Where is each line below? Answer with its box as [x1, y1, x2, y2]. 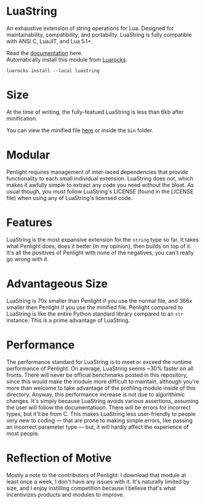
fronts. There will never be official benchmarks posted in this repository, [6, 371, 188, 379]
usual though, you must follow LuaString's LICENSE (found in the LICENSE [6, 188, 194, 195]
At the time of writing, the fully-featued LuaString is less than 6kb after [6, 108, 184, 116]
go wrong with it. [6, 255, 49, 262]
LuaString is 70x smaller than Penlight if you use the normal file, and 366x [6, 297, 193, 304]
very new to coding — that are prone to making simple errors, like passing [6, 417, 193, 424]
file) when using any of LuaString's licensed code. [6, 194, 133, 201]
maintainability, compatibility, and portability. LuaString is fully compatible [6, 31, 192, 38]
